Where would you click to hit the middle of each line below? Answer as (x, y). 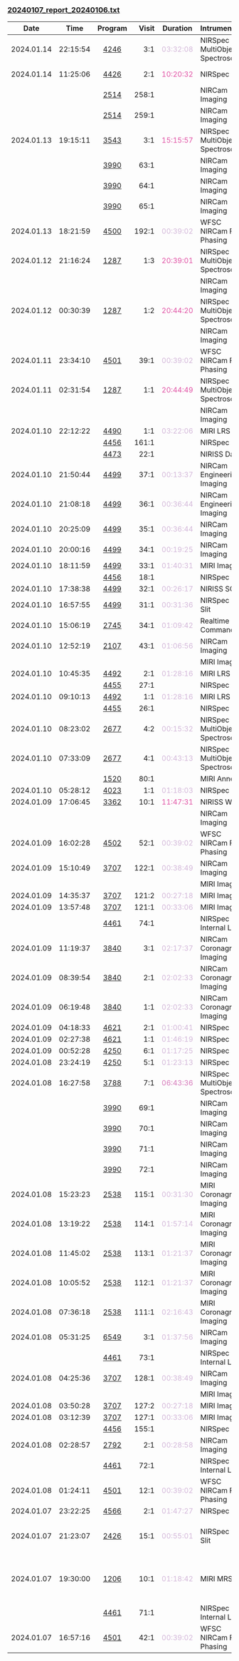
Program (112, 29)
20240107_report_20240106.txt (64, 10)
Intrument (217, 29)
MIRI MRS (217, 1579)
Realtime (215, 621)
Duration (177, 29)
